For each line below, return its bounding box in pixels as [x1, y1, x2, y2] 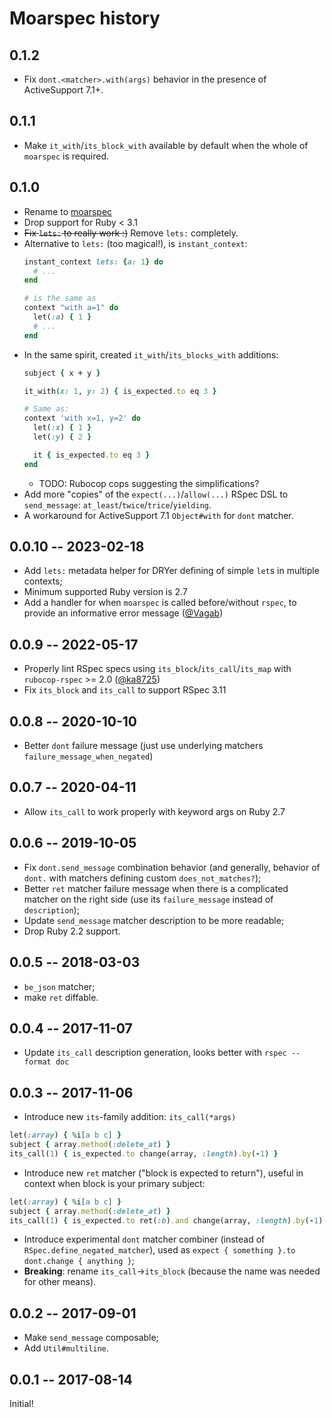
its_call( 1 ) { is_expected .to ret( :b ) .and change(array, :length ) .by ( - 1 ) [9, 1215, 324, 1226]
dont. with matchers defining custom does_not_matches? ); [23, 872, 262, 884]
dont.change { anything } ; [23, 1255, 135, 1267]
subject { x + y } [23, 368, 101, 378]
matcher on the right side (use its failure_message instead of [23, 893, 274, 905]
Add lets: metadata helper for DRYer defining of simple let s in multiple [23, 565, 320, 577]
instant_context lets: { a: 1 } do [23, 257, 164, 267]
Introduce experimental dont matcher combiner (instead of [23, 1233, 266, 1246]
